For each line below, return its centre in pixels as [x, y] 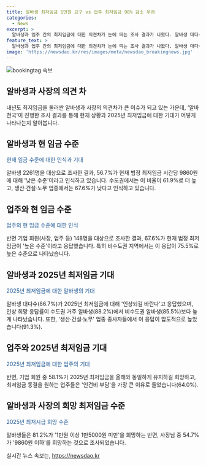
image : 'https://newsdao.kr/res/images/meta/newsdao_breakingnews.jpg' [100, 52]
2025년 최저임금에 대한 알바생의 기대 [51, 291]
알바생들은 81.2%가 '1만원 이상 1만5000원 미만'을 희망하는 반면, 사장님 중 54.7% [103, 435]
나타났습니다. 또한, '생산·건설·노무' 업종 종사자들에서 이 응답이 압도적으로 [99, 319]
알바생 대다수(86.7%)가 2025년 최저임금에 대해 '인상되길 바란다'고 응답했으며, [100, 304]
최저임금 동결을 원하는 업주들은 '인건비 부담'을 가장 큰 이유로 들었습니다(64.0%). [102, 385]
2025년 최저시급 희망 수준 [37, 421]
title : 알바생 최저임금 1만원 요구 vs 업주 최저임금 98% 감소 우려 [81, 12]
